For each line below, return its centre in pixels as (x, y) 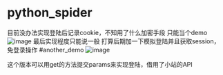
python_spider (50, 13)
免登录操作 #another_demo (46, 50)
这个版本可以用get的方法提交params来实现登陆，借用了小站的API (100, 64)
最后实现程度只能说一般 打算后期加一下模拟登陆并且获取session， (127, 41)
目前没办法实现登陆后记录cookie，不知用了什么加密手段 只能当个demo (107, 32)
